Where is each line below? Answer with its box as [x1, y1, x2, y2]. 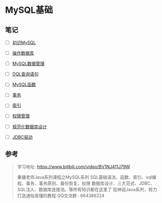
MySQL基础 [5, 4, 53, 16]
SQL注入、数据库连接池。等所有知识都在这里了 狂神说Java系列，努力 [17, 187, 157, 193]
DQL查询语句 [12, 71, 39, 77]
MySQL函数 [12, 82, 36, 88]
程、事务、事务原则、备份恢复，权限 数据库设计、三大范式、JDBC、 [17, 180, 155, 186]
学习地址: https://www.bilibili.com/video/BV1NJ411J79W [17, 164, 130, 170]
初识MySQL [12, 40, 36, 45]
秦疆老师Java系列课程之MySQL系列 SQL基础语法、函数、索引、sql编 [17, 174, 157, 180]
